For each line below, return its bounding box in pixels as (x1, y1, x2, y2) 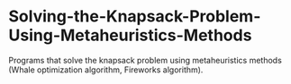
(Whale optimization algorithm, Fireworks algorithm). (8, 64, 204, 75)
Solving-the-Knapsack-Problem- (8, 6, 261, 27)
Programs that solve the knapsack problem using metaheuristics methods (8, 55, 283, 65)
